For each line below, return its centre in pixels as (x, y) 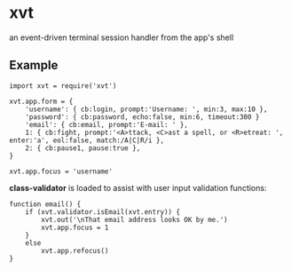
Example (34, 65)
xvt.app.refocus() (75, 251)
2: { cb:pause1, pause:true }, (83, 148)
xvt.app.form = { (41, 101)
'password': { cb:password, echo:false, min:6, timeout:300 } (142, 117)
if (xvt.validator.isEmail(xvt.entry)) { (102, 211)
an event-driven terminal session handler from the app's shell (122, 37)
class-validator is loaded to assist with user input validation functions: (138, 187)
